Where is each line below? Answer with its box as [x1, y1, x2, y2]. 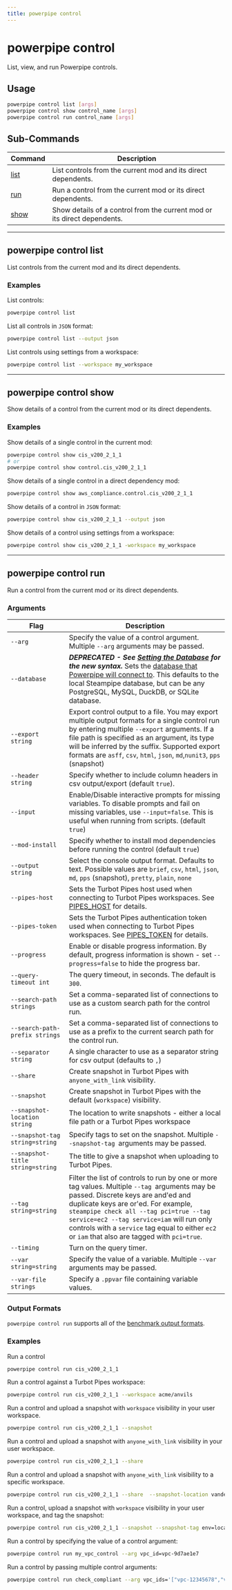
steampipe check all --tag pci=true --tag [68, 1208, 211, 1216]
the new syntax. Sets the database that [68, 661, 198, 671]
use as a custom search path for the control [68, 999, 211, 1008]
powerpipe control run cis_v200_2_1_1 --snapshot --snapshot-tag [7, 1524, 199, 1531]
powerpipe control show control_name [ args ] [7, 108, 137, 115]
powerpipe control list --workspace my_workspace [7, 361, 153, 368]
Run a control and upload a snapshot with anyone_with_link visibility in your [7, 1437, 223, 1445]
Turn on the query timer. [68, 1243, 148, 1252]
